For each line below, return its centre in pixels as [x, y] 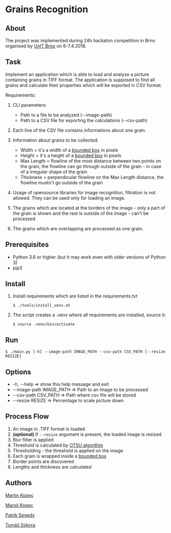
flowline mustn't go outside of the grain [62, 182]
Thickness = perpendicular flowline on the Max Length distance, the [92, 177]
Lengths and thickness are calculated [52, 467]
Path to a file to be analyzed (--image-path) [66, 115]
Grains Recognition [47, 9]
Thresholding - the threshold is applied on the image [68, 450]
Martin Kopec [20, 495]
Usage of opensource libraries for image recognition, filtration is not [84, 192]
